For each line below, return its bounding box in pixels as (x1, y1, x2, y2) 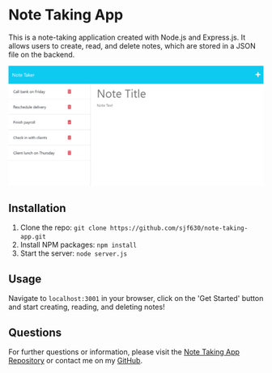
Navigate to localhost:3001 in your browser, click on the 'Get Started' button (8, 294, 264, 303)
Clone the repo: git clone (19, 223, 107, 232)
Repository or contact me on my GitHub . (8, 356, 143, 366)
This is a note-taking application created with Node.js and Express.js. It (8, 32, 245, 42)
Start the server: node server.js (19, 248, 128, 258)
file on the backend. (8, 49, 75, 59)
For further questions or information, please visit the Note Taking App (8, 347, 240, 357)
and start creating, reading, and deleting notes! (8, 302, 165, 312)
